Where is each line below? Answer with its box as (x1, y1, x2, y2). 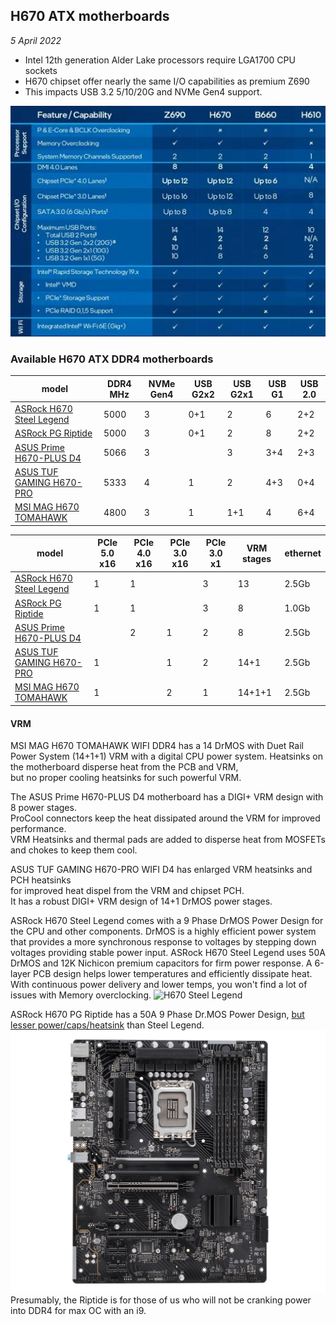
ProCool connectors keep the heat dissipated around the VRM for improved (10, 812, 321, 824)
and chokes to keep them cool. (10, 844, 138, 856)
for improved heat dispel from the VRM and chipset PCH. (10, 885, 245, 897)
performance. (10, 823, 67, 835)
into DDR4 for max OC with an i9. (10, 1304, 147, 1316)
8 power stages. (10, 802, 77, 814)
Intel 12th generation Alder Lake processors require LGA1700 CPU (24, 54, 296, 66)
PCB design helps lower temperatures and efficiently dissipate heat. (33, 968, 313, 980)
